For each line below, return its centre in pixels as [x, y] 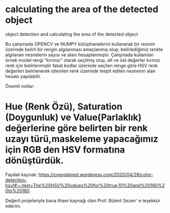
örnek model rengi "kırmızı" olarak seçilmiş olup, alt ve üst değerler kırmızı [83, 60]
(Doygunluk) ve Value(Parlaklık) [73, 117]
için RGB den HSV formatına [65, 150]
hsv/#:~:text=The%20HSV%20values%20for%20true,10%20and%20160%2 [85, 185]
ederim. [13, 206]
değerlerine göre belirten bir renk [77, 128]
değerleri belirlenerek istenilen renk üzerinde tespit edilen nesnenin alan [80, 71]
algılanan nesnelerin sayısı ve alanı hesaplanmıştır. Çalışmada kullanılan [79, 55]
